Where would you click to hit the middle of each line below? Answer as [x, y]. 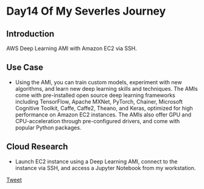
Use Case [25, 67]
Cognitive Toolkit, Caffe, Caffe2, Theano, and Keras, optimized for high [104, 108]
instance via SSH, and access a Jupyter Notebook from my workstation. [105, 168]
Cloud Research [37, 147]
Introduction [30, 34]
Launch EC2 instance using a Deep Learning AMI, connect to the [96, 161]
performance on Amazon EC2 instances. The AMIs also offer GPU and [103, 115]
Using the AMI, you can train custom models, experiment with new [98, 82]
